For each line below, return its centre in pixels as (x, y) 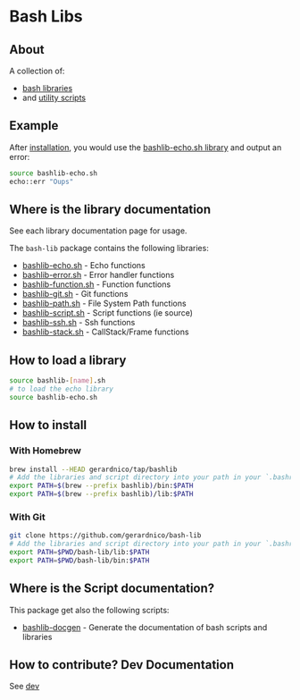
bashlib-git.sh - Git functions (75, 294)
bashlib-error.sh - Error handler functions (98, 275)
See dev (25, 687)
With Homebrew (46, 451)
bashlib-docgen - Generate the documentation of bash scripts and (145, 627)
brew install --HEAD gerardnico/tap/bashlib (93, 469)
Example (34, 126)
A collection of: (37, 71)
